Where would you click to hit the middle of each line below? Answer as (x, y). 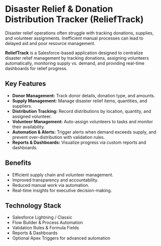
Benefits (18, 163)
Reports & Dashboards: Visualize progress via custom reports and (79, 142)
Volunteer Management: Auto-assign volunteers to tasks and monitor (82, 121)
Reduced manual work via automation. (50, 185)
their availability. (29, 127)
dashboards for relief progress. (36, 68)
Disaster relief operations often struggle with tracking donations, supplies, (80, 33)
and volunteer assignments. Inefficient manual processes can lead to (74, 38)
